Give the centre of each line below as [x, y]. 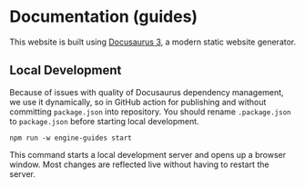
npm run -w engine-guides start [71, 138]
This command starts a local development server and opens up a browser [148, 154]
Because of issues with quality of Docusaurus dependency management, [147, 92]
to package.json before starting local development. [104, 121]
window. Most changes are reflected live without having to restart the [139, 164]
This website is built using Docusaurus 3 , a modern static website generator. [153, 42]
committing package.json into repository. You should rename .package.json [150, 112]
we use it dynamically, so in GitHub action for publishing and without [138, 102]
